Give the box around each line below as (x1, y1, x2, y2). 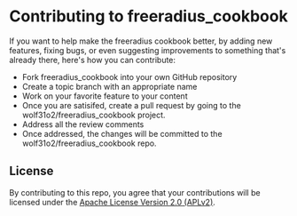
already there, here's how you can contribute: (9, 54, 176, 65)
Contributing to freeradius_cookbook (9, 6, 288, 27)
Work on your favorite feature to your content (21, 91, 188, 101)
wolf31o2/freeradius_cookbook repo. (21, 138, 157, 148)
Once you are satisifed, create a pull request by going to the (21, 100, 241, 110)
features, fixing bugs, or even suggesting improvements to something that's (9, 44, 286, 55)
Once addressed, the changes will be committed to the (21, 128, 223, 139)
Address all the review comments (21, 118, 145, 130)
